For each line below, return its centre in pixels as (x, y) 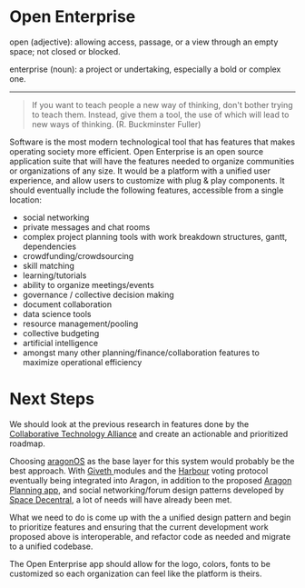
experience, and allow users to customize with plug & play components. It (147, 180)
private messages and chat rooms (86, 227)
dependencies (49, 246)
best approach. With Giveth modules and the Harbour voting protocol (139, 471)
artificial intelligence (60, 343)
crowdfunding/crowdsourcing (78, 255)
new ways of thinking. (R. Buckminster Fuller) (116, 124)
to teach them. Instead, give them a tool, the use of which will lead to (160, 115)
